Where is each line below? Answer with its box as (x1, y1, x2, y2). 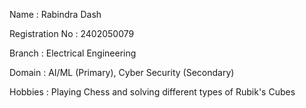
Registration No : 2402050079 (9, 28, 135, 39)
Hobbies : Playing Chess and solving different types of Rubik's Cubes (9, 86, 296, 98)
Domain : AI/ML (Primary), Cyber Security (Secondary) (9, 67, 235, 78)
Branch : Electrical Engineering (9, 47, 137, 59)
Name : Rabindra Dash (9, 9, 102, 20)
